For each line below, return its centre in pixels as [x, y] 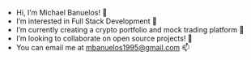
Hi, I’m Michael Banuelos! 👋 [62, 13]
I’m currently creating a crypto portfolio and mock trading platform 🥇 [130, 30]
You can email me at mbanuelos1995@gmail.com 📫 [103, 47]
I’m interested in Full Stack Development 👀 [87, 21]
